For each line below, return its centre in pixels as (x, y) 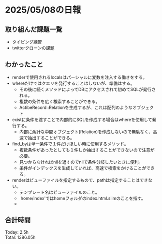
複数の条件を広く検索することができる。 (59, 101)
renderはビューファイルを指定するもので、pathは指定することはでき (80, 180)
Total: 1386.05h (20, 237)
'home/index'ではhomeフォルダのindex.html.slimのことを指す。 (82, 198)
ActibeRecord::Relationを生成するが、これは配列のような (76, 107)
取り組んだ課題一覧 (34, 29)
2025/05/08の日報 (43, 10)
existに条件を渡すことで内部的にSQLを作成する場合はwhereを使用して (82, 120)
